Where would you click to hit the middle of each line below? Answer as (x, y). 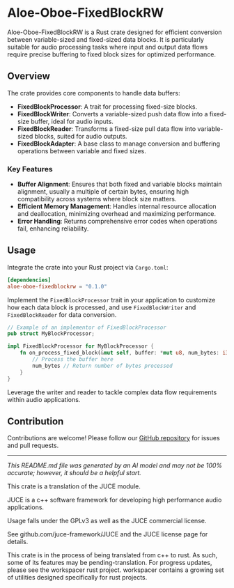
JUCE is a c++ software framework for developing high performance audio (115, 500)
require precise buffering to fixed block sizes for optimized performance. (111, 54)
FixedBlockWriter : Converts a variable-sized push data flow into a (112, 114)
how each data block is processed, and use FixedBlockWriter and (102, 307)
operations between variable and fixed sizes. (81, 150)
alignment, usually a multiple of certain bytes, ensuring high (103, 192)
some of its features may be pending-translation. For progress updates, (110, 563)
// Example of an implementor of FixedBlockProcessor (87, 327)
